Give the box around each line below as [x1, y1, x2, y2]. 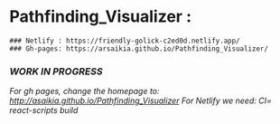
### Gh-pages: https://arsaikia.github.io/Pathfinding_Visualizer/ [9, 43, 269, 53]
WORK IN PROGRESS [9, 65, 103, 78]
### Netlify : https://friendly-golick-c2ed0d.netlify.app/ [9, 36, 241, 45]
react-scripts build [9, 105, 79, 116]
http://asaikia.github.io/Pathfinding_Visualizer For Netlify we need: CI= [9, 95, 273, 106]
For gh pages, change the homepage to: [9, 86, 160, 97]
